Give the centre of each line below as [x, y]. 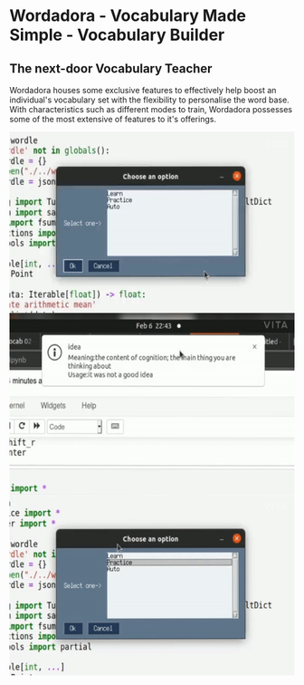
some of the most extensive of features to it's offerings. [113, 119]
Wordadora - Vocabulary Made [128, 16]
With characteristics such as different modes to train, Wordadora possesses [151, 109]
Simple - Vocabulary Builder [117, 35]
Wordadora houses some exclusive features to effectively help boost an [143, 90]
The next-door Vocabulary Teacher [111, 68]
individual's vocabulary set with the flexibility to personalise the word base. [149, 100]
